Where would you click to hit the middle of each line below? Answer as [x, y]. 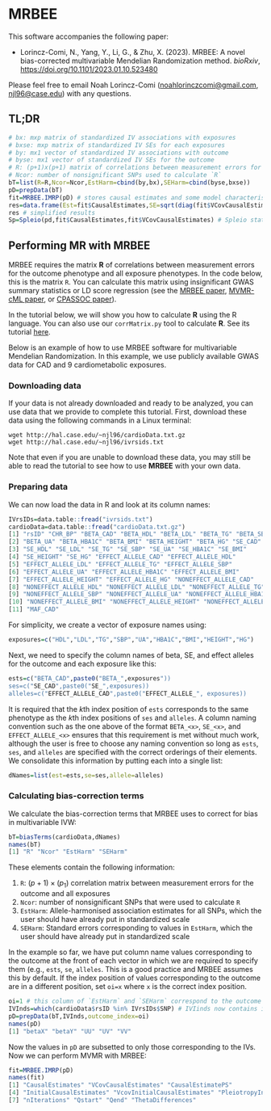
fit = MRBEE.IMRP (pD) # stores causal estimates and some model [115, 198]
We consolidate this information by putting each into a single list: [116, 760]
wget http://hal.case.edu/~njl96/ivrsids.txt [86, 442]
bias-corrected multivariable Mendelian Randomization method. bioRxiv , [140, 61]
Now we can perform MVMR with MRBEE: [77, 1055]
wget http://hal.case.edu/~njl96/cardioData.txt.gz [97, 436]
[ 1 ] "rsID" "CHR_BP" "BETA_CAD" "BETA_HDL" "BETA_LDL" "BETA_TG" [120, 534]
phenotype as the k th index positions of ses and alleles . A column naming [132, 718]
